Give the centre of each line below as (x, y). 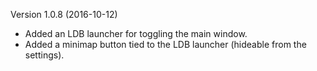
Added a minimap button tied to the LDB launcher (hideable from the (165, 44)
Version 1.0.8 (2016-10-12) (64, 14)
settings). (44, 55)
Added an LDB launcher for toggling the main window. (136, 33)
